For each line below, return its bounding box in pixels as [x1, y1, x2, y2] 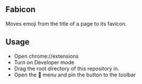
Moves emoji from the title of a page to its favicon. [5, 20, 127, 27]
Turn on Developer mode [13, 58, 75, 66]
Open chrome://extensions [13, 52, 79, 60]
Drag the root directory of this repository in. [13, 65, 120, 72]
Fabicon [5, 5, 36, 15]
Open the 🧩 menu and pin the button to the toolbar [13, 71, 136, 78]
